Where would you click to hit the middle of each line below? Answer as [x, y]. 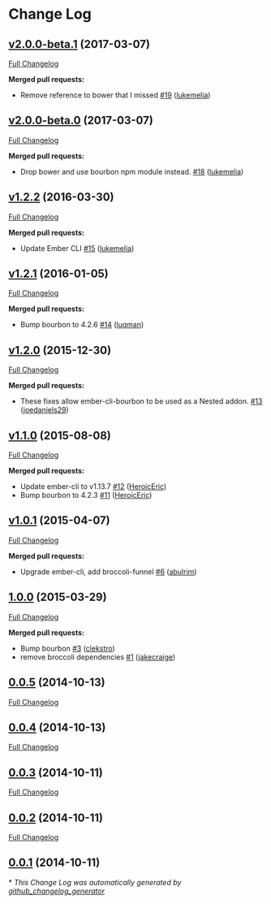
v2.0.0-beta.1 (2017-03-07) [79, 44]
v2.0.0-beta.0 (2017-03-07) [81, 121]
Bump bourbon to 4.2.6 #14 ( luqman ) [82, 325]
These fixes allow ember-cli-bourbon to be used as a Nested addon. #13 [141, 401]
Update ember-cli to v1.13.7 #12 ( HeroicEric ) [93, 487]
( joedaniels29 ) [44, 410]
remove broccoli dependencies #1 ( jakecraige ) [98, 657]
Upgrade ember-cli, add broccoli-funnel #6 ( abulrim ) [108, 571]
